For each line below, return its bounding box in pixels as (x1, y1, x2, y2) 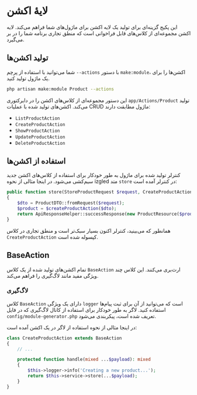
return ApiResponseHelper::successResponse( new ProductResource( (17, 211, 180, 217)
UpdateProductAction (15, 134, 65, 140)
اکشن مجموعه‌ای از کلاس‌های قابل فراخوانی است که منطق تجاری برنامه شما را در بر (6, 29, 191, 36)
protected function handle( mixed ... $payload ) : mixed (17, 356, 151, 363)
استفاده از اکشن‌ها (6, 156, 66, 166)
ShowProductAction (15, 128, 60, 134)
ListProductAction (15, 115, 60, 121)
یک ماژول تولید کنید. (6, 74, 50, 81)
